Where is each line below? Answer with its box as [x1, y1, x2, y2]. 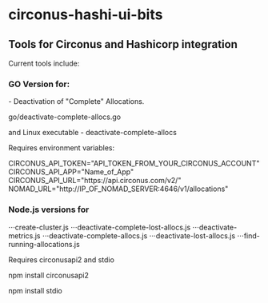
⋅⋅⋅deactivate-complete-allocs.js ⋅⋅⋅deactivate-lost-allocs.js [42, 230, 236, 241]
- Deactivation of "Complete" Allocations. [8, 97, 145, 106]
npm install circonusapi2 [8, 270, 90, 280]
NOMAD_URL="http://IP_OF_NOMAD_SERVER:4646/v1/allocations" [8, 184, 229, 193]
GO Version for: [8, 78, 70, 90]
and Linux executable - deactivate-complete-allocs [8, 128, 178, 138]
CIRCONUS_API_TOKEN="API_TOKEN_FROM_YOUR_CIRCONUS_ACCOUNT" [8, 158, 260, 169]
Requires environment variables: [8, 143, 115, 153]
